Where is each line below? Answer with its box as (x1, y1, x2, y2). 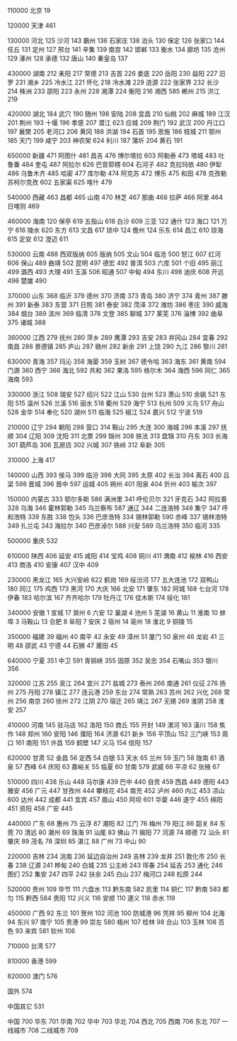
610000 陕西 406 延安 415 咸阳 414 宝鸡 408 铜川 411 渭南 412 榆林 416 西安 (7, 552, 229, 560)
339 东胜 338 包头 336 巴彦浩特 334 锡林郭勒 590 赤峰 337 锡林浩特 (27, 513, 228, 520)
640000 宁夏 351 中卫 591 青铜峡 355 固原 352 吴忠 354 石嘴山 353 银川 (7, 656, 218, 665)
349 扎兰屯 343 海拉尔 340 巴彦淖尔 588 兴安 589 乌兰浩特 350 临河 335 (7, 521, 221, 530)
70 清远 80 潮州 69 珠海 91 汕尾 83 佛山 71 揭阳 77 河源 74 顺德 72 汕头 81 (15, 828, 229, 836)
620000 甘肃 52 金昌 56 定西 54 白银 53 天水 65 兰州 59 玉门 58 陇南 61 (7, 753, 217, 762)
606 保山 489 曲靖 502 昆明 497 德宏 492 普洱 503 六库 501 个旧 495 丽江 (7, 258, 224, 267)
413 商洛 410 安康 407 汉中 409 (7, 560, 99, 569)
